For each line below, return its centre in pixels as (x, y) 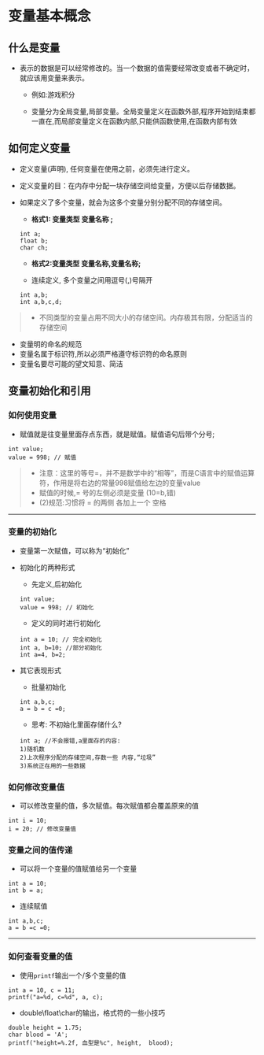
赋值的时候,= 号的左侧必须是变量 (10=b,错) (108, 492)
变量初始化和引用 (49, 391)
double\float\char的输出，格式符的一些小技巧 (92, 1012)
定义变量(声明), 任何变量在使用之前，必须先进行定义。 (106, 168)
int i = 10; (27, 821)
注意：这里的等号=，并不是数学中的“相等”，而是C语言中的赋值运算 (147, 472)
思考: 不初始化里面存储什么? (76, 724)
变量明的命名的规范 (51, 344)
